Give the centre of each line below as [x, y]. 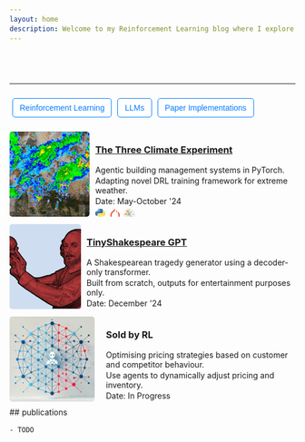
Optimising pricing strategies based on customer [197, 355]
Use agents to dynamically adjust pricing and [190, 375]
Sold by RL [130, 335]
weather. [112, 190]
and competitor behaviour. [155, 364]
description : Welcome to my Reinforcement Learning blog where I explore [152, 29]
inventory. [124, 385]
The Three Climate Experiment [164, 150]
